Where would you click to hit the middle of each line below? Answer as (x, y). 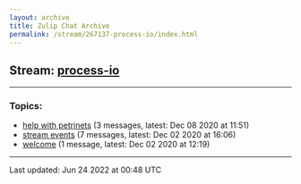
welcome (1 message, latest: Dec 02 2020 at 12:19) (116, 145)
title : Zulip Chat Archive (60, 26)
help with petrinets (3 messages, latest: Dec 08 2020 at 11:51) (135, 125)
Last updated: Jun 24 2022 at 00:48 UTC (86, 170)
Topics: (26, 106)
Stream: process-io (64, 70)
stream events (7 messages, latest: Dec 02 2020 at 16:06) (129, 135)
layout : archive (39, 17)
